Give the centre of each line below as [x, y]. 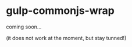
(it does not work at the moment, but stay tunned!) [66, 38]
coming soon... [24, 27]
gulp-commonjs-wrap [60, 11]
